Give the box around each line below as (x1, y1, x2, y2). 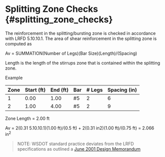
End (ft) (50, 86, 69, 93)
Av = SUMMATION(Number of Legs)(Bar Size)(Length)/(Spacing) (5, 50, 137, 56)
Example (5, 75, 23, 80)
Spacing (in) (107, 86, 137, 93)
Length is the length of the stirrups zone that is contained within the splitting (5, 60, 161, 66)
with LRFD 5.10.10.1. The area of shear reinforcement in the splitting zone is (5, 36, 157, 41)
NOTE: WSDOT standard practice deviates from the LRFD (17, 141, 134, 147)
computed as (5, 40, 32, 46)
